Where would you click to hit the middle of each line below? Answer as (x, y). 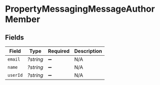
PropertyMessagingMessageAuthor (80, 9)
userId (15, 75)
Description (88, 51)
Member (23, 19)
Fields (15, 37)
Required (59, 51)
